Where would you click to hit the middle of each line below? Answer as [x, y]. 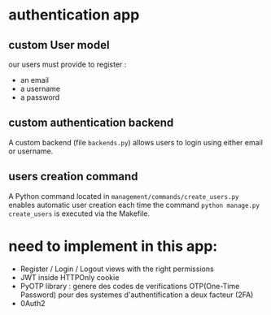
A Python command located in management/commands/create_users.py [124, 196]
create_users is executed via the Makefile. [79, 214]
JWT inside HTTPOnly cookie [70, 277]
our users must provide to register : [68, 64]
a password [40, 97]
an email [34, 80]
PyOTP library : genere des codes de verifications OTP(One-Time [130, 286]
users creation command [73, 177]
